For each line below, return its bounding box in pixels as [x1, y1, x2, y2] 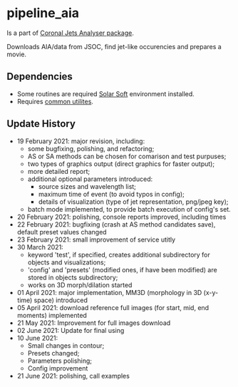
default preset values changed [16, 227, 108, 236]
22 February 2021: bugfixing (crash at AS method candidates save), [16, 220, 216, 229]
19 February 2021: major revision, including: [16, 137, 145, 145]
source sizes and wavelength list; [38, 182, 137, 190]
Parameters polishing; [27, 356, 93, 365]
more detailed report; [27, 167, 90, 175]
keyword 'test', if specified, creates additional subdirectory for [27, 250, 211, 259]
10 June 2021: [16, 334, 58, 342]
